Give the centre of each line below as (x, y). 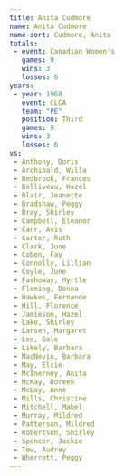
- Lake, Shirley (44, 323)
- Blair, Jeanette (48, 196)
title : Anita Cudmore (50, 18)
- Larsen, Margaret (50, 331)
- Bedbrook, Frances (52, 178)
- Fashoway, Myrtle (50, 280)
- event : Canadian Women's (64, 52)
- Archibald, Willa (50, 170)
